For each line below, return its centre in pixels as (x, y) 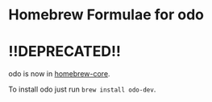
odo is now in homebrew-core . (59, 74)
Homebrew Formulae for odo (106, 15)
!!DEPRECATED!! (64, 52)
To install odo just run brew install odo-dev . (82, 89)
